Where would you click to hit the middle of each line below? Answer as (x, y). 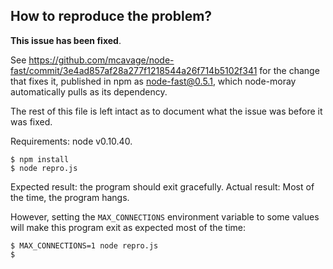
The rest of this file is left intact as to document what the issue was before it (166, 111)
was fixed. (31, 121)
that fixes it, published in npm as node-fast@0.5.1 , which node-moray (153, 81)
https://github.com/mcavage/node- (101, 60)
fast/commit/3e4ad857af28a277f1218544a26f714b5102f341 (134, 70)
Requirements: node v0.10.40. (71, 141)
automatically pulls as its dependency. (89, 91)
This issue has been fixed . (66, 40)
